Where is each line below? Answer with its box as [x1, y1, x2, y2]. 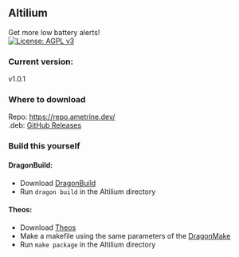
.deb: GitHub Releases [8, 121, 82, 130]
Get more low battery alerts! [8, 27, 100, 37]
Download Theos [19, 223, 76, 232]
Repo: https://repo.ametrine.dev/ [8, 112, 116, 122]
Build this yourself [8, 140, 81, 152]
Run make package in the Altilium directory [19, 239, 156, 249]
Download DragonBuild [19, 178, 96, 188]
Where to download [8, 94, 86, 105]
